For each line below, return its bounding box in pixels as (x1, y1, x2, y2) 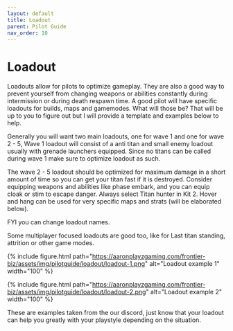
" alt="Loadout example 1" (144, 260, 220, 268)
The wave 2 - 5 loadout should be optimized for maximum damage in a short (7, 168, 226, 177)
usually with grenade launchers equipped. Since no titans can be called (7, 147, 212, 156)
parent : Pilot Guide (7, 23, 67, 30)
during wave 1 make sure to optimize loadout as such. (7, 154, 161, 163)
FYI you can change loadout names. (7, 218, 110, 226)
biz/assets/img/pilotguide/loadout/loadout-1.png (7, 260, 146, 268)
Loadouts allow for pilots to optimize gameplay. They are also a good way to (7, 82, 225, 91)
